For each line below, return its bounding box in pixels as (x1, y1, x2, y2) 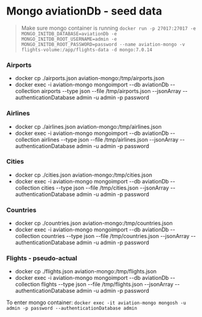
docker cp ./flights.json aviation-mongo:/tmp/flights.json (15, 268, 157, 275)
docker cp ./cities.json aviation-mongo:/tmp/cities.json (15, 171, 153, 179)
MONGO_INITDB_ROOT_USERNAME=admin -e (21, 36, 117, 42)
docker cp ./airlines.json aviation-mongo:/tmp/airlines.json (15, 123, 162, 130)
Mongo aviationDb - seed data (6, 4, 162, 18)
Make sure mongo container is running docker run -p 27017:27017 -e (21, 24, 197, 32)
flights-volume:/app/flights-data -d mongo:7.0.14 (21, 47, 153, 53)
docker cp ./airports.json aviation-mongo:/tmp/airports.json (15, 75, 165, 82)
